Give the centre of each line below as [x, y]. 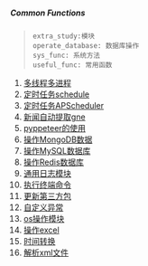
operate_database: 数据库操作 [86, 45]
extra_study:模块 [64, 36]
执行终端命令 [47, 185]
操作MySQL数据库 [57, 150]
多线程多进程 [47, 82]
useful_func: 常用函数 [72, 65]
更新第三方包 [47, 195]
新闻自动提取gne [54, 117]
